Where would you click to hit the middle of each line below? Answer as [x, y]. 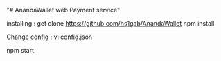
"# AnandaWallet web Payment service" [63, 10]
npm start [20, 50]
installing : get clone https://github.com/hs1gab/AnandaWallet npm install [110, 23]
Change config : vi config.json [50, 37]
